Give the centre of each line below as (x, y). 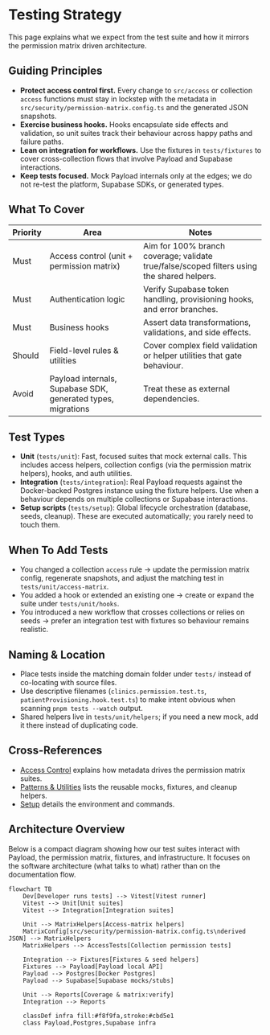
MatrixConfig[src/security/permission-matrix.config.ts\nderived (135, 931)
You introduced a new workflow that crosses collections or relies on (132, 612)
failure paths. (42, 142)
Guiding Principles (55, 71)
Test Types (37, 437)
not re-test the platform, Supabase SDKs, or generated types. (122, 184)
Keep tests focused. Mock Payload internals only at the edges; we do (136, 175)
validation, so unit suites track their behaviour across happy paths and (136, 133)
